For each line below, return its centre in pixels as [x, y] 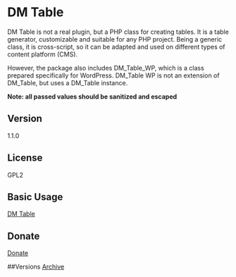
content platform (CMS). [43, 54]
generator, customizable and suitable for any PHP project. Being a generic [115, 39]
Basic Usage [35, 197]
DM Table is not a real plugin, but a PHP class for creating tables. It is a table [118, 32]
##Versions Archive [36, 267]
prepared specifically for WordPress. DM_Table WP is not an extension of [113, 75]
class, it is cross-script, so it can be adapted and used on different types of [116, 47]
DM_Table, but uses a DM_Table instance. [68, 82]
